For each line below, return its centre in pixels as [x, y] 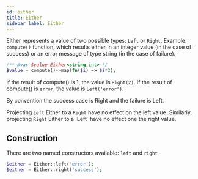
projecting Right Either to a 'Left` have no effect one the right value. [91, 119]
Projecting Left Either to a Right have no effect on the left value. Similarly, [99, 112]
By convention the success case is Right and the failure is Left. [85, 101]
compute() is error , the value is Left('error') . [65, 89]
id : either [20, 12]
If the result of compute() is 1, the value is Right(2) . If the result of [89, 82]
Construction [32, 138]
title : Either [24, 18]
